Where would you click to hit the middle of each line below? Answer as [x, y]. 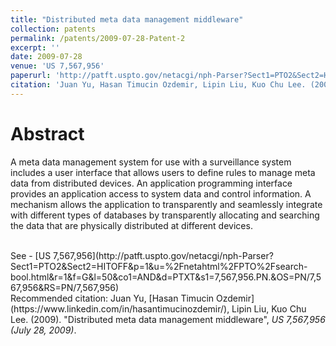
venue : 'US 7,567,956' [57, 66]
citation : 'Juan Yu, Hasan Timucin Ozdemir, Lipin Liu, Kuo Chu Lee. [158, 85]
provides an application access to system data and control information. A [161, 193]
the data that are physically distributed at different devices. [131, 225]
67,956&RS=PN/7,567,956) [65, 287]
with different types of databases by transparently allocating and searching [165, 215]
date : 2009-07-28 [46, 57]
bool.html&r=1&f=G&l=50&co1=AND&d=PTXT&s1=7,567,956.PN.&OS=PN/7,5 [166, 277]
